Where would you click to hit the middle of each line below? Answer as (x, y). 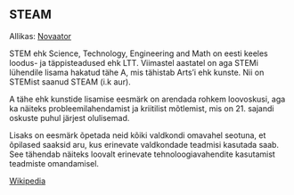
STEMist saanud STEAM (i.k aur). (70, 81)
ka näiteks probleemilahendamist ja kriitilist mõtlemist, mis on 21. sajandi (142, 108)
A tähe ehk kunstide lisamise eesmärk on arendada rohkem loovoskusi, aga (147, 99)
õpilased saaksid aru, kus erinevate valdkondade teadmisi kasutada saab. (144, 144)
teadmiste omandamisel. (54, 163)
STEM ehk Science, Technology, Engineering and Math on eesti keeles (139, 53)
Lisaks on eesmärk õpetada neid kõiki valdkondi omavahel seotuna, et (138, 135)
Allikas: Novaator (41, 36)
